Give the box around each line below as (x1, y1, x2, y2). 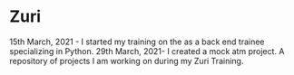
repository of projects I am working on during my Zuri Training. (9, 55, 244, 66)
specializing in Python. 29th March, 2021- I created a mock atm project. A (9, 45, 285, 56)
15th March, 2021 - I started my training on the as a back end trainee (9, 36, 265, 47)
